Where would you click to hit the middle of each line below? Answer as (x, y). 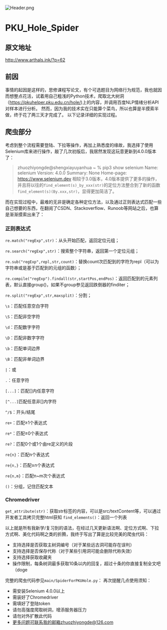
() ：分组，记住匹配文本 (29, 486)
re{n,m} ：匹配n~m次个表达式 (35, 476)
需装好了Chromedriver (35, 598)
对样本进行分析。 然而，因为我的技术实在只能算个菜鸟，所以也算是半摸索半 (82, 108)
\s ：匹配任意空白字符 (27, 306)
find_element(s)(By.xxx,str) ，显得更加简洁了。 (67, 191)
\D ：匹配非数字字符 (25, 338)
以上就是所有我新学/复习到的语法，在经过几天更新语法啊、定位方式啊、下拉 (82, 528)
